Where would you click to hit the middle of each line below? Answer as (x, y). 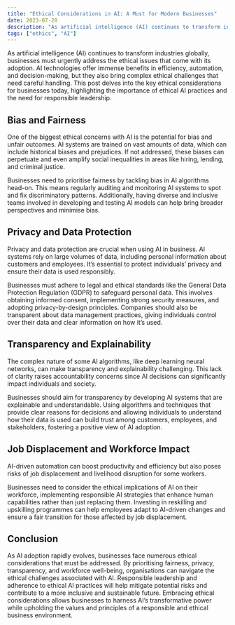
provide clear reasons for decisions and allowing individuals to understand (114, 412)
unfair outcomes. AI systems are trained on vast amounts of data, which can (117, 145)
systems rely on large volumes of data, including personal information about (117, 256)
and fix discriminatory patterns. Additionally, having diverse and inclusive (113, 195)
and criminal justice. (36, 167)
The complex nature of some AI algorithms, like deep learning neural (106, 361)
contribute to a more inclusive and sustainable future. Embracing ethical (111, 593)
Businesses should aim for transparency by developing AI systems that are (115, 397)
